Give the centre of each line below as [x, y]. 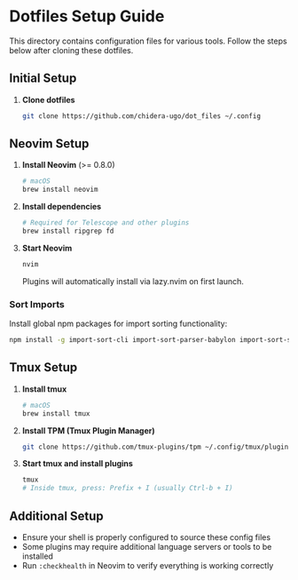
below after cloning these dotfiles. [71, 50]
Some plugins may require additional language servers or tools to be [147, 546]
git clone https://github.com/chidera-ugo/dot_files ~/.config [141, 116]
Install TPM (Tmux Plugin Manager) [88, 430]
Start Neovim [47, 248]
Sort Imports [37, 304]
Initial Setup [43, 79]
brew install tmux [56, 413]
